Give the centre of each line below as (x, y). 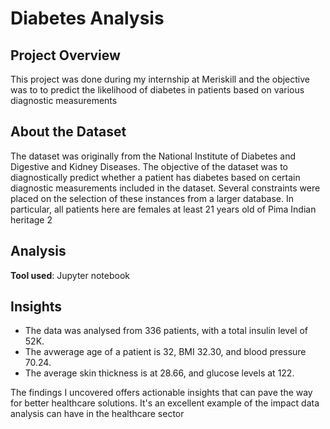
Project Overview (65, 55)
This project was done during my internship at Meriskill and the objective (160, 79)
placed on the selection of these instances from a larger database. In (152, 198)
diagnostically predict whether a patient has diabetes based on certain (155, 177)
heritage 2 (31, 219)
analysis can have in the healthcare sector (97, 414)
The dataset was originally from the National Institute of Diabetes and (153, 156)
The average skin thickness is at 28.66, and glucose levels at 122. (159, 373)
